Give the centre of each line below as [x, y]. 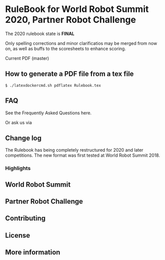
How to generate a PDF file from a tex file [70, 74]
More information [33, 252]
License [18, 235]
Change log [23, 138]
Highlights [18, 168]
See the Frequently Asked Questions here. [48, 113]
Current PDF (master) [27, 58]
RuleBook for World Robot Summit [77, 9]
